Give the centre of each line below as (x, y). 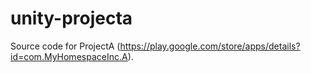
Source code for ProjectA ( (65, 46)
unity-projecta (71, 18)
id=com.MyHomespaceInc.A (69, 56)
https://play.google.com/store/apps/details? (210, 46)
